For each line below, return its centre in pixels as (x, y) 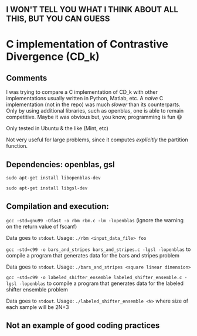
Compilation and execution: (58, 206)
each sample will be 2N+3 (38, 307)
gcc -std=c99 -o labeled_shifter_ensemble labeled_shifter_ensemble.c (94, 278)
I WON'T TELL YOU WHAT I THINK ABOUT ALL (92, 10)
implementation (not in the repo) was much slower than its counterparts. (93, 104)
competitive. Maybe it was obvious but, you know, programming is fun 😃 (94, 117)
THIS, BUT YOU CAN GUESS (58, 19)
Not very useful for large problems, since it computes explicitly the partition (97, 140)
